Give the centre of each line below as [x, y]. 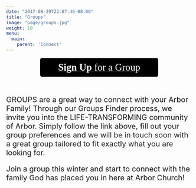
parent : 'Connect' [39, 45]
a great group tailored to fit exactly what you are [90, 144]
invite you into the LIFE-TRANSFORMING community [97, 117]
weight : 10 [19, 28]
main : [18, 39]
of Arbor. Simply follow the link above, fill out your [93, 126]
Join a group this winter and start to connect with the [98, 169]
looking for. [26, 153]
